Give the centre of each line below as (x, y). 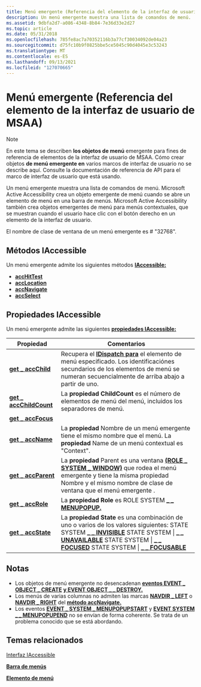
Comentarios (126, 344)
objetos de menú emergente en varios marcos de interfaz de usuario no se (99, 164)
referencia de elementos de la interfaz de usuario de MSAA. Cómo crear (95, 157)
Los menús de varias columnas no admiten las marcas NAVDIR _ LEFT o (103, 596)
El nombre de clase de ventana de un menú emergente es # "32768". (91, 232)
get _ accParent (32, 475)
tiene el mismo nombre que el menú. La (116, 436)
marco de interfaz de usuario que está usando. (64, 176)
